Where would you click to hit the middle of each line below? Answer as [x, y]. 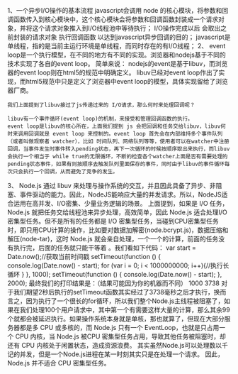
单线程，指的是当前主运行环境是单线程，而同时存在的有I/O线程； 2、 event [117, 46]
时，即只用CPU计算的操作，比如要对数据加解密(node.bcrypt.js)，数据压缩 [115, 230]
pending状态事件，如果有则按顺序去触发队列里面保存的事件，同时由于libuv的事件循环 [116, 164]
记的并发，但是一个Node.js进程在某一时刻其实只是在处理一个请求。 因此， [116, 354]
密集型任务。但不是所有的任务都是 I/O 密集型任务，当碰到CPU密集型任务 [113, 221]
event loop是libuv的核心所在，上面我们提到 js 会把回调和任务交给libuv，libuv [114, 126]
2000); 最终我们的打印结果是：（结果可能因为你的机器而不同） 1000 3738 [114, 283]
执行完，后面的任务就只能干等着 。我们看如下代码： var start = [104, 248]
